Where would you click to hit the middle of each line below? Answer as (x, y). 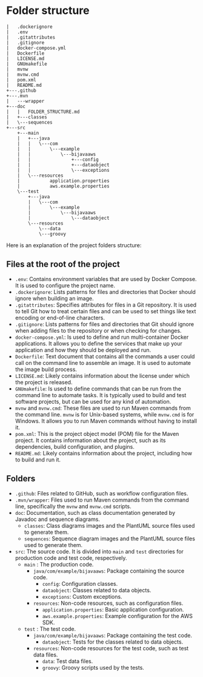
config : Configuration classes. (80, 583)
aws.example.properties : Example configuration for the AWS (117, 616)
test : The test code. (50, 628)
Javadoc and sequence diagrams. (57, 519)
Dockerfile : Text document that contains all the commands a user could (105, 356)
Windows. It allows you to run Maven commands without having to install (106, 421)
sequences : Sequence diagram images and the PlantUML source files (110, 539)
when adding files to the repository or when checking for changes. (98, 330)
